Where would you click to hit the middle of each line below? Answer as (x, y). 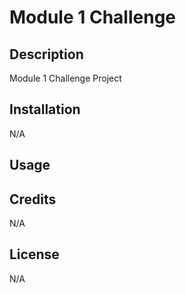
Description (46, 54)
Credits (33, 199)
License (34, 254)
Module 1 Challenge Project (65, 78)
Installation (45, 109)
